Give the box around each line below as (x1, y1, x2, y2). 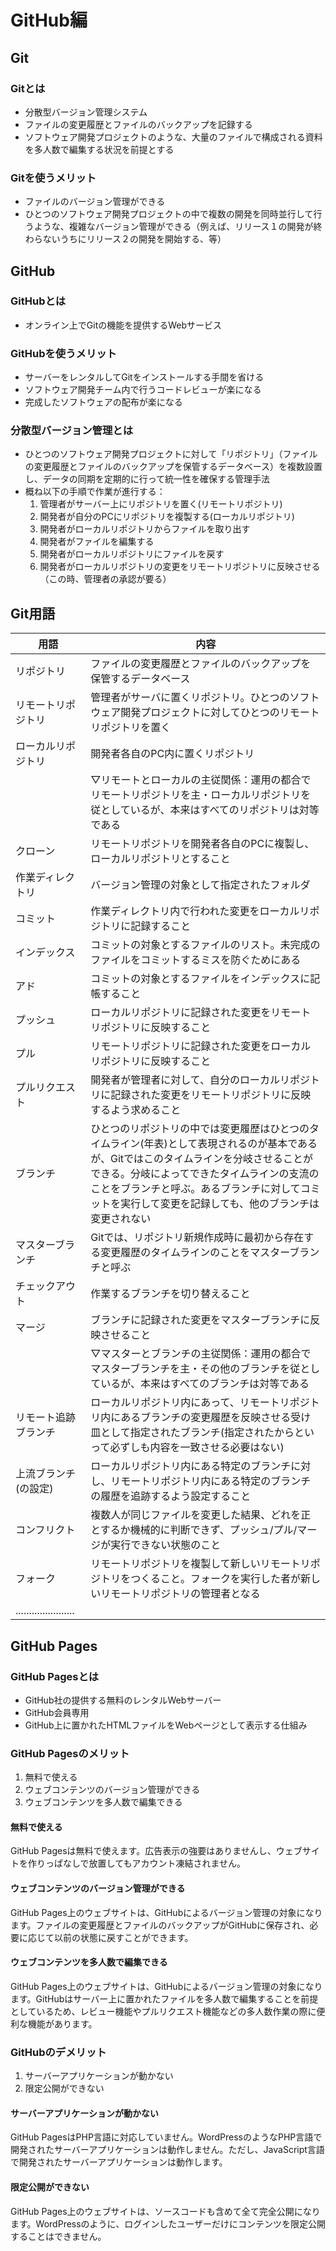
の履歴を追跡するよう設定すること (90, 1489, 252, 1503)
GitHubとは (10, 294, 67, 308)
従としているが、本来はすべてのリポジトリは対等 (90, 803, 320, 817)
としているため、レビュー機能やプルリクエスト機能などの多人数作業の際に (10, 2005, 317, 2017)
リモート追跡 (15, 1411, 77, 1425)
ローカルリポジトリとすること (90, 852, 231, 866)
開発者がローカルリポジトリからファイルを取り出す (39, 523, 251, 535)
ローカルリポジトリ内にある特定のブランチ (90, 1459, 292, 1473)
